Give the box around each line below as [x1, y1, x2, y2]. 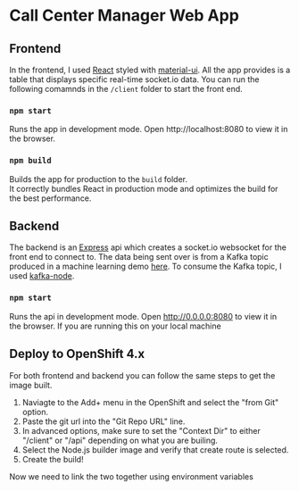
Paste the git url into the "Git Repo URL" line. [21, 416, 186, 427]
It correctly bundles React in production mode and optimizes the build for [9, 183, 278, 194]
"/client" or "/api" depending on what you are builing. [21, 435, 219, 445]
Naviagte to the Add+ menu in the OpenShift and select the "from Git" [21, 396, 279, 407]
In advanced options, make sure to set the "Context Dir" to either [21, 425, 262, 436]
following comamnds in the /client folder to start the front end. [9, 84, 243, 94]
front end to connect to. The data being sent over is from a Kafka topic [9, 252, 270, 262]
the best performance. [9, 193, 92, 204]
